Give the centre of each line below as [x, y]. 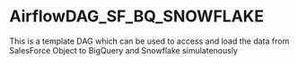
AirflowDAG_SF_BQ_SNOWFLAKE [137, 16]
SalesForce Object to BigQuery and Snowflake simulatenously [123, 50]
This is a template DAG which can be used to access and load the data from [149, 41]
